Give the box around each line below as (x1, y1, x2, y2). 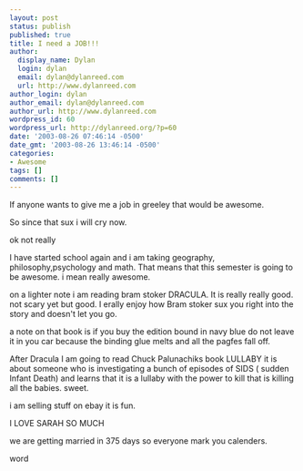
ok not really (9, 234, 56, 246)
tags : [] (9, 166, 43, 175)
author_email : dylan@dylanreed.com (9, 97, 145, 108)
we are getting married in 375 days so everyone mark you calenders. (9, 435, 268, 446)
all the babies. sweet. (9, 383, 89, 394)
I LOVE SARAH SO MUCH (9, 418, 105, 429)
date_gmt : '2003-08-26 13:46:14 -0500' (9, 140, 161, 149)
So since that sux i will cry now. (9, 217, 127, 228)
